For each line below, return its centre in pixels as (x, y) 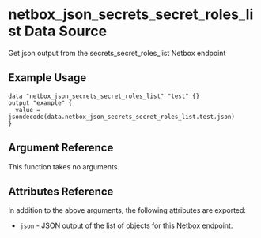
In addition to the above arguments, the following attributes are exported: (127, 210)
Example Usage (47, 78)
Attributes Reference (61, 191)
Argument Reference (61, 148)
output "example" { (40, 103)
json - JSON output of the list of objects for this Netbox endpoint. (126, 225)
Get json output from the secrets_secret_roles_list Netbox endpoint (117, 53)
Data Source (66, 31)
